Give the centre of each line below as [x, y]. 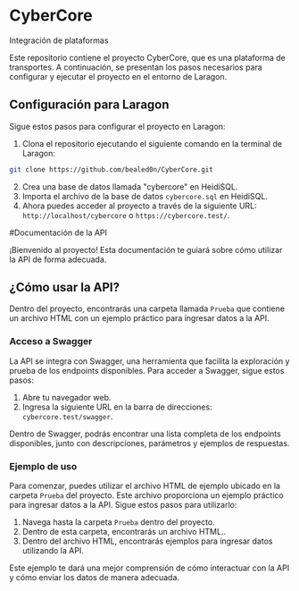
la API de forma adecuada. [58, 259]
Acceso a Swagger [51, 342]
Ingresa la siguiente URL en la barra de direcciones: [117, 407]
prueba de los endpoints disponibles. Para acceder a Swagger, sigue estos [147, 370]
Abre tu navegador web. [66, 397]
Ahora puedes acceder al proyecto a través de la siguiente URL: [139, 206]
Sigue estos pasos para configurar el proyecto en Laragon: [117, 126]
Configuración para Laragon [89, 105]
